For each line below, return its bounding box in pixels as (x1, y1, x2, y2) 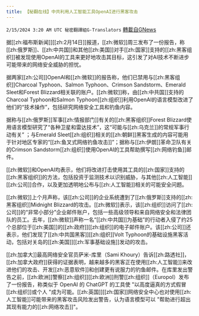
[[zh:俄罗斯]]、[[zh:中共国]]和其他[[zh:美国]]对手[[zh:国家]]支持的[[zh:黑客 (6, 46, 187, 53)
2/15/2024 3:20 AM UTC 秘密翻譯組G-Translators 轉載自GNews (6, 26, 156, 33)
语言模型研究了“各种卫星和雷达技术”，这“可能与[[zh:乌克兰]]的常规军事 (11, 123, 184, 131)
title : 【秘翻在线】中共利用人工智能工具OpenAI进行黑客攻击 (6, 8, 138, 15)
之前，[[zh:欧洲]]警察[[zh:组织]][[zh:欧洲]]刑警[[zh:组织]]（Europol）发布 (11, 273, 189, 280)
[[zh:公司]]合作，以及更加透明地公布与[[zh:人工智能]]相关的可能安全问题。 (6, 181, 187, 188)
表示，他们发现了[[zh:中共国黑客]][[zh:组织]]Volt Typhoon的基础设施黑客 (6, 231, 184, 238)
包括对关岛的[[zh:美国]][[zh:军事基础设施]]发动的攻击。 (16, 238, 151, 245)
